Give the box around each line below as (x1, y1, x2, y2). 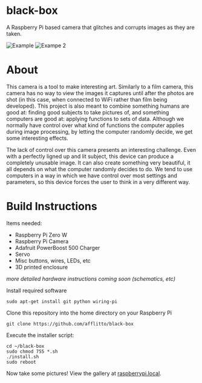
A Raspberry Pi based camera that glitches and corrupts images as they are (6, 24, 195, 31)
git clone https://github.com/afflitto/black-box (6, 321, 134, 327)
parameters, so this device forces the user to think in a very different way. (6, 178, 191, 185)
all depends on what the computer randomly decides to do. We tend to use (6, 165, 193, 172)
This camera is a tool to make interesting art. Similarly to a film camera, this (6, 83, 194, 90)
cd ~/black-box (6, 343, 45, 349)
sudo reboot (6, 359, 36, 365)
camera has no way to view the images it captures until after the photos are (6, 89, 194, 97)
